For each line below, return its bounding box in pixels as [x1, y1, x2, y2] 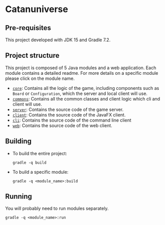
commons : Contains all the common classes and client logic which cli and [12, 95, 160, 101]
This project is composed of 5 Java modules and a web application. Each [5, 64, 156, 71]
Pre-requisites [5, 24, 51, 32]
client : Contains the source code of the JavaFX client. [12, 111, 126, 118]
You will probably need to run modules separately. [5, 205, 109, 211]
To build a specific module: [12, 169, 69, 175]
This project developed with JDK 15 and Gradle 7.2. [5, 37, 111, 43]
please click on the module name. [5, 75, 75, 81]
